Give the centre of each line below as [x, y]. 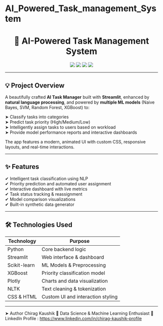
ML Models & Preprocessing [73, 265]
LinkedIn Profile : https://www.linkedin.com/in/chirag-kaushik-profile [73, 318]
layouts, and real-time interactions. [40, 147]
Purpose [80, 241]
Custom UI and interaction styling [80, 296]
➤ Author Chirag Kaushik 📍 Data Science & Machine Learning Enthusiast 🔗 [79, 313]
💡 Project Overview [35, 85]
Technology [22, 241]
